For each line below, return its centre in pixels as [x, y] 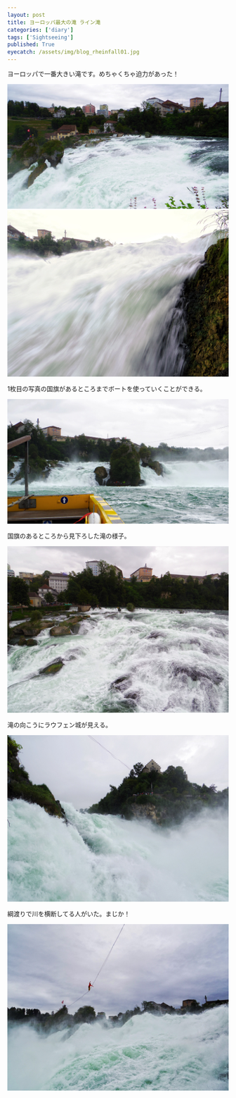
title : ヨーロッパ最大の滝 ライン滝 [54, 22]
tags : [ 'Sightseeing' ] [40, 37]
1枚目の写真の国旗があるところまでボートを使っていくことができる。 [107, 389]
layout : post [26, 15]
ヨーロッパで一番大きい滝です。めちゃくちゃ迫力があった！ [93, 74]
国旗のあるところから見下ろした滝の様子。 [69, 536]
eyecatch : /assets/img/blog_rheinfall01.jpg [73, 52]
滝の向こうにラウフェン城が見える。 [60, 725]
